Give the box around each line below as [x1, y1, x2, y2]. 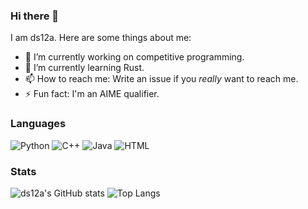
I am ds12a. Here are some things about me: [10, 32, 192, 44]
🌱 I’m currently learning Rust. [24, 62, 145, 74]
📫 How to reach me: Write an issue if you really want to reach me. [24, 73, 299, 85]
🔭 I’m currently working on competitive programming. [24, 51, 245, 63]
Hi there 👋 [10, 9, 60, 23]
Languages [10, 117, 67, 131]
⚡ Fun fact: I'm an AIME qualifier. [24, 88, 160, 100]
